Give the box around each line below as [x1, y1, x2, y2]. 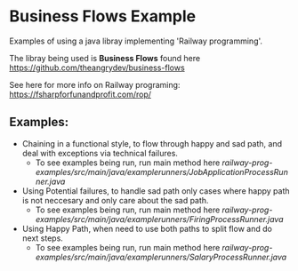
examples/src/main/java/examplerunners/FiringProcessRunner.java [35, 213, 284, 224]
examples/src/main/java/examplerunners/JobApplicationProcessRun [35, 166, 289, 177]
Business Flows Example [9, 6, 197, 27]
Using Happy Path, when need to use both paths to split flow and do [21, 223, 273, 234]
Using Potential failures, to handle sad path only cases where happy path [21, 185, 290, 196]
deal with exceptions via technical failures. [21, 147, 178, 158]
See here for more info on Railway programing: [9, 79, 181, 90]
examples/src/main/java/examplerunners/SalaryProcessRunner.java [35, 251, 287, 262]
